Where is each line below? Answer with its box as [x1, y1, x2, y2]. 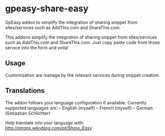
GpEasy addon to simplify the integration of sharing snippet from [5, 19, 138, 25]
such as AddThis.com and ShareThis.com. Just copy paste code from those [5, 39, 160, 45]
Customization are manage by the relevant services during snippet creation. [5, 72, 160, 78]
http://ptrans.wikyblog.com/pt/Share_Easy [5, 125, 93, 131]
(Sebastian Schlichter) [5, 110, 51, 116]
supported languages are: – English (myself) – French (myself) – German [5, 105, 153, 111]
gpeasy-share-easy [5, 3, 89, 14]
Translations [5, 87, 45, 95]
